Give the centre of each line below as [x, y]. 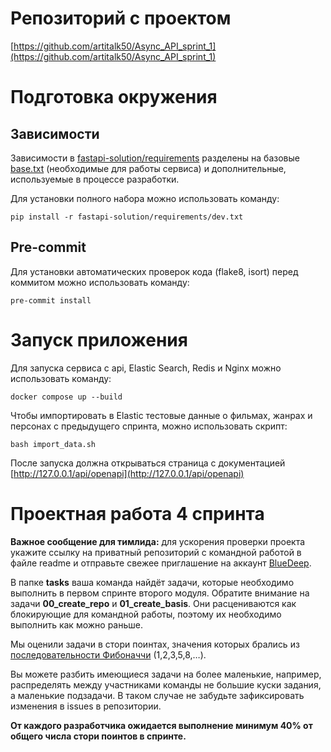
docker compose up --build [66, 397]
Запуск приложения [99, 339]
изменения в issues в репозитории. [86, 706]
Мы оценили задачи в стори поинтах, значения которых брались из [155, 644]
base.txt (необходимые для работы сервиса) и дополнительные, [148, 168]
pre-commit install [51, 300]
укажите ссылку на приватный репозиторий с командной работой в [156, 552]
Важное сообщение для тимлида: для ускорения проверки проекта [158, 541]
